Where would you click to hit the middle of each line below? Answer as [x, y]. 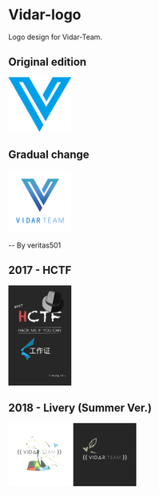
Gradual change [49, 154]
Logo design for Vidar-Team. [55, 37]
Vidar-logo [45, 15]
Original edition [48, 62]
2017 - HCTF [40, 270]
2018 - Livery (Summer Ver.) [80, 408]
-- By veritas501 [35, 245]
